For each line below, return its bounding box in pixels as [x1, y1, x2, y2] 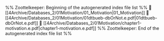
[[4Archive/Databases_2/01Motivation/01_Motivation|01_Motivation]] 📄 [5, 10, 149, 16]
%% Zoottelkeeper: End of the [97, 25, 160, 31]
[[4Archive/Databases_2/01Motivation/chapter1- [43, 20, 142, 26]
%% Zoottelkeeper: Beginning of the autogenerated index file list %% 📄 [5, 5, 152, 10]
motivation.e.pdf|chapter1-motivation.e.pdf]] [5, 25, 96, 31]
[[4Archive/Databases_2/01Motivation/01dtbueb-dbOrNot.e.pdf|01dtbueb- [5, 15, 158, 20]
